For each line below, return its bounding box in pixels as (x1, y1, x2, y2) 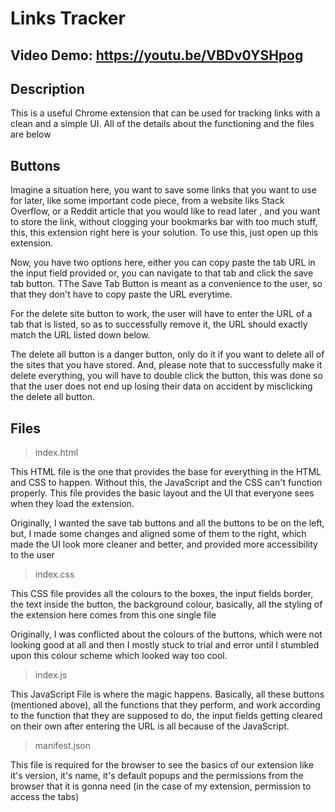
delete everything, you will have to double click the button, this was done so (10, 370, 323, 382)
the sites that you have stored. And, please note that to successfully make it (10, 359, 323, 371)
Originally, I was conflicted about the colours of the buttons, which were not (10, 628, 323, 641)
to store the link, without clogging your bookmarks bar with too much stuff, (10, 216, 318, 228)
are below (10, 128, 52, 141)
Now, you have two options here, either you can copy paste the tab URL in (10, 257, 316, 269)
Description (10, 80, 85, 97)
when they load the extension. (10, 498, 135, 510)
